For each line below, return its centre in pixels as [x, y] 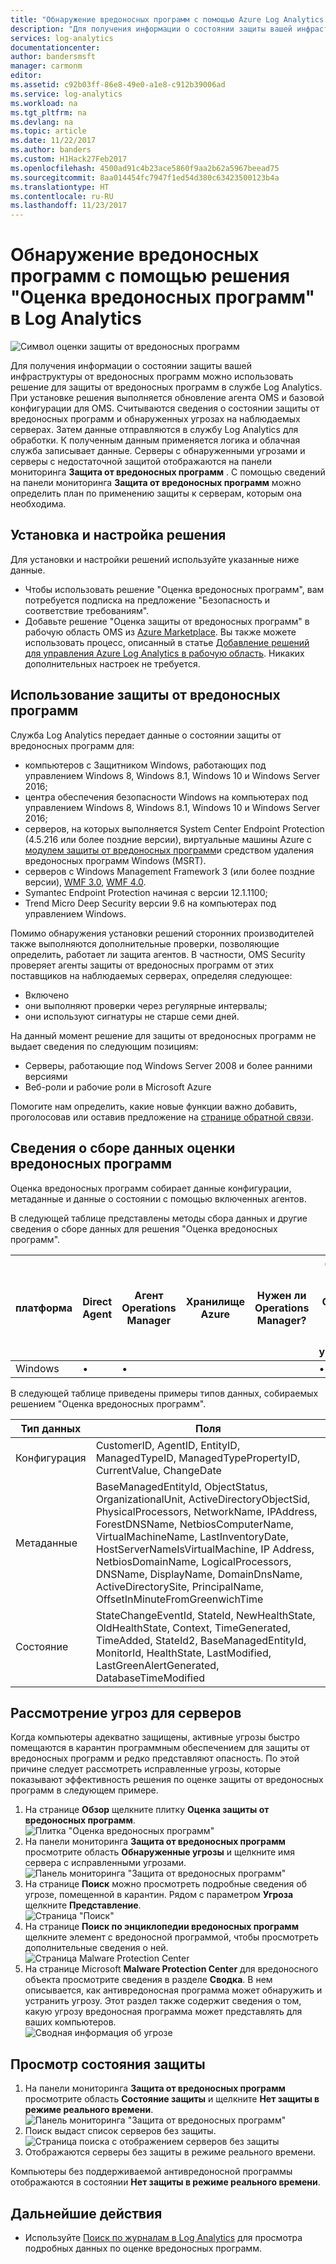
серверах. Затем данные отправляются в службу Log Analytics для [154, 430]
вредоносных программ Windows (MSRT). [115, 860]
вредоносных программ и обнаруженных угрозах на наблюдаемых [155, 419]
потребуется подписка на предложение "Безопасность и [147, 600]
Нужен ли [281, 1295]
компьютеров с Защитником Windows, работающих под [145, 765]
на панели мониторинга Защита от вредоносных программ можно [156, 483]
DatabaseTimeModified [150, 1678]
